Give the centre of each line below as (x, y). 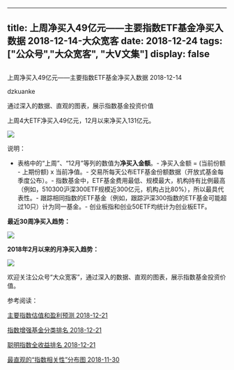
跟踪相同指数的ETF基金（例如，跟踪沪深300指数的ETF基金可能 (131, 198)
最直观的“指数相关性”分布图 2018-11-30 (63, 360)
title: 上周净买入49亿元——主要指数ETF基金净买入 (116, 28)
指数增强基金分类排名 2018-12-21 (55, 330)
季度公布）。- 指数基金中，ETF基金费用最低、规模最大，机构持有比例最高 (121, 180)
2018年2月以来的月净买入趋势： (53, 249)
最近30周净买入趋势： (39, 221)
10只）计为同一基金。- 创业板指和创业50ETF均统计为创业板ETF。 (117, 207)
